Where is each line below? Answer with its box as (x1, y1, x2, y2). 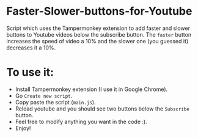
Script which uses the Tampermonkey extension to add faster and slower (6, 24, 191, 32)
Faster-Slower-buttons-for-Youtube (6, 4, 193, 18)
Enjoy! (15, 124, 31, 132)
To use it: (6, 65, 54, 79)
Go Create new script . (15, 92, 73, 99)
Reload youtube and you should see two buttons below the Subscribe (15, 105, 189, 112)
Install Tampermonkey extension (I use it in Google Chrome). (15, 85, 168, 93)
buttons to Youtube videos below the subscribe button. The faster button (6, 31, 192, 38)
